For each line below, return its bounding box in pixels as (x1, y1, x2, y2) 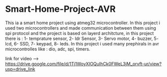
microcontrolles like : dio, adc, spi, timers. (5, 46, 90, 52)
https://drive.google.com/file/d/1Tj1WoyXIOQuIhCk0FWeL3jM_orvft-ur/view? (5, 61, 162, 67)
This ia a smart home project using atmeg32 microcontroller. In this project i (5, 20, 161, 26)
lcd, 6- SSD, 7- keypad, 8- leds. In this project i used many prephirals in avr (5, 40, 160, 46)
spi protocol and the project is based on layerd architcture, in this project (5, 30, 154, 36)
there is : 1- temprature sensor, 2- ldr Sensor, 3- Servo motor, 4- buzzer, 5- (5, 36, 159, 41)
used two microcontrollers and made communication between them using (5, 25, 157, 31)
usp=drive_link (5, 66, 36, 72)
